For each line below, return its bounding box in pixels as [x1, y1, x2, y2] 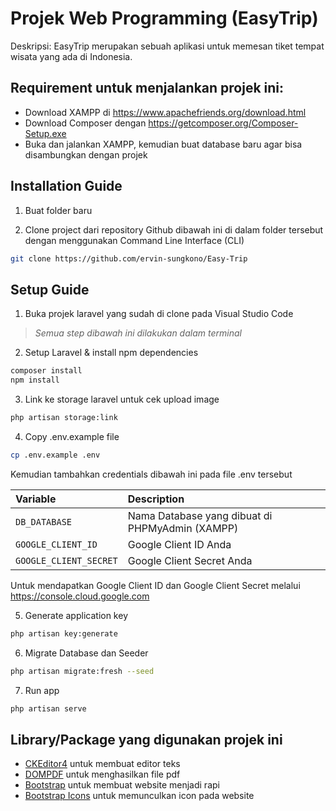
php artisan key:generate [10, 628, 118, 639]
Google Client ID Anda [127, 537, 232, 551]
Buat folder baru [24, 204, 93, 216]
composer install [10, 366, 83, 376]
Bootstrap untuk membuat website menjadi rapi [24, 779, 220, 791]
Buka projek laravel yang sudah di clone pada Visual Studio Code [24, 308, 294, 320]
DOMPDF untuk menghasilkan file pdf [24, 768, 181, 781]
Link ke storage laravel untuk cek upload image [24, 393, 220, 405]
